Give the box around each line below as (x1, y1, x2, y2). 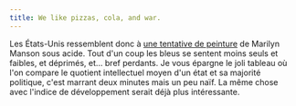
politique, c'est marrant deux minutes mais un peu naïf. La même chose (9, 76, 279, 87)
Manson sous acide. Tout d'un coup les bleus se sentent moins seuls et (9, 47, 279, 59)
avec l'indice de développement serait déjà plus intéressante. (9, 86, 240, 97)
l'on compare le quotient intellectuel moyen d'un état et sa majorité (9, 67, 261, 78)
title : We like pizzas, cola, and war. (9, 13, 162, 23)
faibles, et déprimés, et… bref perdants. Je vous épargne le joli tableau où (9, 57, 288, 68)
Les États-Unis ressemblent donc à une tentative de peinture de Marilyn (9, 38, 280, 49)
